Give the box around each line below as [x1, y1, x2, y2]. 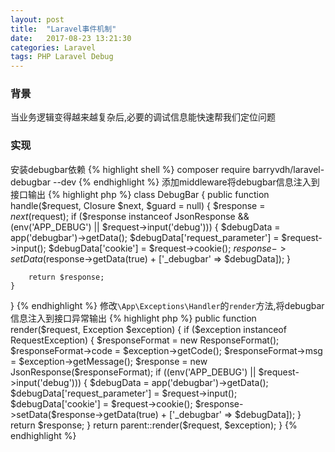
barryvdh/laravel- [252, 163, 325, 175]
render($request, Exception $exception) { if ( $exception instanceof [10, 323, 287, 335]
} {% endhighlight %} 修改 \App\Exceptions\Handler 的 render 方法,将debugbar [10, 299, 325, 311]
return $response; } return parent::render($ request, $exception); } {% [10, 419, 298, 431]
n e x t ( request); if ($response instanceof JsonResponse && [10, 210, 250, 222]
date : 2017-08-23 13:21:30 [10, 33, 132, 43]
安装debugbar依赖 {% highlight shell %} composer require [10, 163, 251, 175]
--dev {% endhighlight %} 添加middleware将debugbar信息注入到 [52, 176, 320, 188]
